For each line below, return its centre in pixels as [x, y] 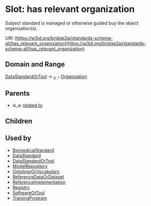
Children [19, 121]
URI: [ [11, 38]
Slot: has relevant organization [70, 9]
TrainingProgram [30, 198]
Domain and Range [35, 64]
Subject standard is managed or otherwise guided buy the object [72, 23]
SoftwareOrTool [28, 192]
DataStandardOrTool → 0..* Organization [46, 77]
